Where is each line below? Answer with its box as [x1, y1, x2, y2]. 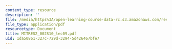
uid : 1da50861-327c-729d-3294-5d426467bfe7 [5, 36, 100, 41]
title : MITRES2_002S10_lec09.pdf [5, 31, 77, 36]
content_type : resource [5, 7, 56, 13]
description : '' [5, 12, 40, 17]
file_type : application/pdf [5, 21, 66, 27]
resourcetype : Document [5, 27, 56, 32]
